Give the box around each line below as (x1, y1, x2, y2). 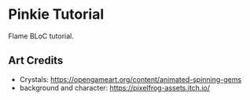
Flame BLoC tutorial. (8, 31, 75, 41)
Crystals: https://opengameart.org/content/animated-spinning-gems (19, 74, 242, 84)
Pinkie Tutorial (8, 5, 105, 23)
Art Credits (8, 54, 64, 67)
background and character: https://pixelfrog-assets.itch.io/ (19, 83, 211, 92)
